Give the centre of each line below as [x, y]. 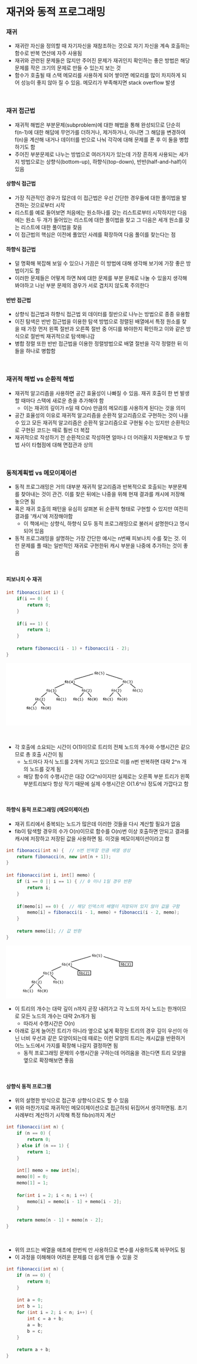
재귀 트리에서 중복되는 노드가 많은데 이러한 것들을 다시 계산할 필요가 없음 [97, 824]
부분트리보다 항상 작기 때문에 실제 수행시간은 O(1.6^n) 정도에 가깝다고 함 [106, 783]
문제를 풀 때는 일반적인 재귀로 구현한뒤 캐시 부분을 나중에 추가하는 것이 [101, 545]
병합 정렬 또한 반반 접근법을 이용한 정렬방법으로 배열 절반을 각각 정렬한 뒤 [98, 344]
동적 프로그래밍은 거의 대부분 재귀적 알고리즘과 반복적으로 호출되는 [91, 486]
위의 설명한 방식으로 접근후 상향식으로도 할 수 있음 [72, 1100]
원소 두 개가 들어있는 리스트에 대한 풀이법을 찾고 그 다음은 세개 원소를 [104, 220]
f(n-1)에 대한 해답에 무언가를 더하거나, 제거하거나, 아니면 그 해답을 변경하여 [100, 132]
